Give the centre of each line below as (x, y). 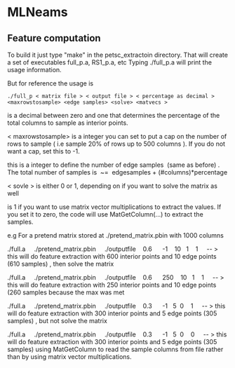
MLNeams (38, 12)
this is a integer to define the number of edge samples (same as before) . (114, 165)
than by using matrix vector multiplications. (69, 357)
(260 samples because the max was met (66, 292)
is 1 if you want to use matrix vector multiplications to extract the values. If (114, 207)
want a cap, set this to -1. (44, 151)
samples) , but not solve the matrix (57, 321)
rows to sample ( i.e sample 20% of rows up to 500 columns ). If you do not (116, 144)
